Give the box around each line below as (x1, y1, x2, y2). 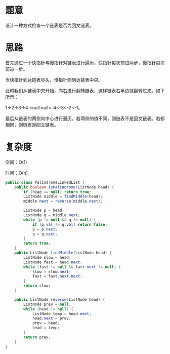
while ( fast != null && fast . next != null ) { (23, 264, 121, 269)
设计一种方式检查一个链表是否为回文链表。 (5, 22, 94, 28)
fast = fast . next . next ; (32, 274, 82, 279)
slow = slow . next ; (32, 269, 71, 274)
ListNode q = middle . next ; (23, 213, 80, 218)
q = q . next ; (32, 231, 58, 237)
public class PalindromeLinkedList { (5, 180, 85, 185)
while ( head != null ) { (23, 306, 73, 311)
